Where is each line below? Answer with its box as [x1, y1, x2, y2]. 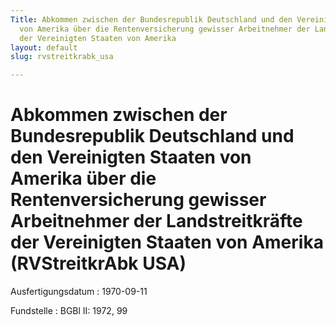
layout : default [10, 42, 78, 53]
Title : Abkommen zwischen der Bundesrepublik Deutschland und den [10, 14, 293, 25]
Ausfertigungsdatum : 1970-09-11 [10, 286, 148, 298]
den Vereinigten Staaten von [10, 146, 252, 169]
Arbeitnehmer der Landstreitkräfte [10, 210, 303, 233]
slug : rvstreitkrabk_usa [10, 52, 114, 62]
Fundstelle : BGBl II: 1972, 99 [10, 305, 128, 317]
